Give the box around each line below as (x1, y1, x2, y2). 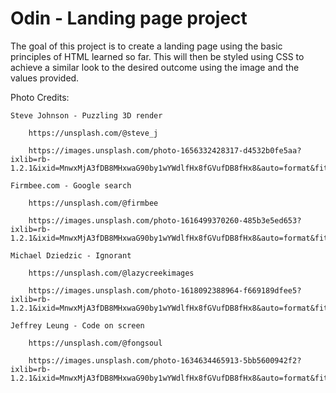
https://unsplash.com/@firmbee (28, 198, 159, 208)
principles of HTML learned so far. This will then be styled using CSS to (10, 50, 305, 62)
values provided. (10, 72, 80, 84)
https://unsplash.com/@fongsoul (28, 338, 163, 348)
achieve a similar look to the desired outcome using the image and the (10, 61, 300, 73)
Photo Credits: (10, 91, 70, 103)
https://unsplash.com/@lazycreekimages (28, 268, 195, 278)
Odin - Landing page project (10, 7, 248, 30)
